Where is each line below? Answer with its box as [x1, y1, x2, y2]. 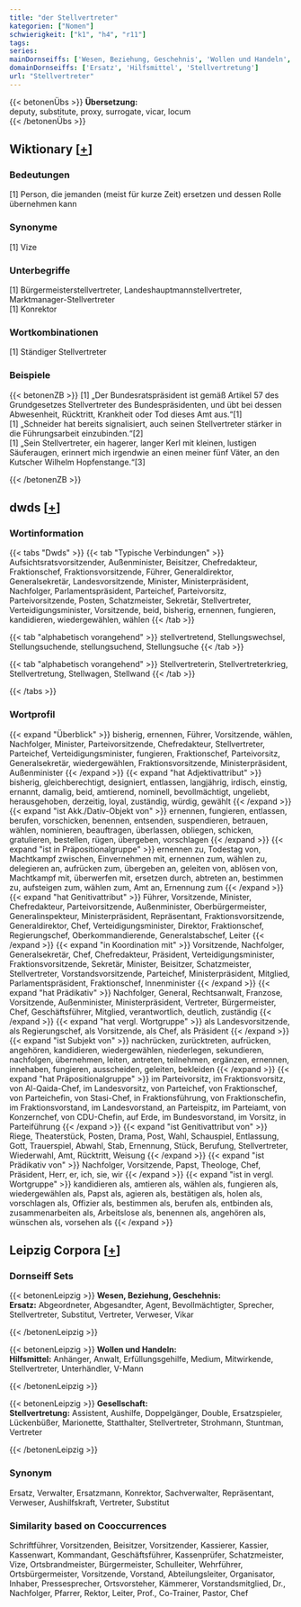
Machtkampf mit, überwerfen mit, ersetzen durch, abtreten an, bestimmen [9, 872, 284, 883]
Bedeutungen [9, 168, 70, 181]
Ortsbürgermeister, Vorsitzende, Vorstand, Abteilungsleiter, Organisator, [9, 1568, 276, 1579]
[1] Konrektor [9, 303, 58, 315]
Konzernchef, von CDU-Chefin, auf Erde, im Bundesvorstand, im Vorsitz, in [9, 1111, 287, 1122]
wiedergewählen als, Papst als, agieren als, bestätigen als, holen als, [9, 1187, 263, 1198]
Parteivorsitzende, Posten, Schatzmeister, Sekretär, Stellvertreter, [9, 595, 252, 606]
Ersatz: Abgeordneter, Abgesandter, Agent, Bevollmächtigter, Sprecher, [9, 1300, 275, 1311]
